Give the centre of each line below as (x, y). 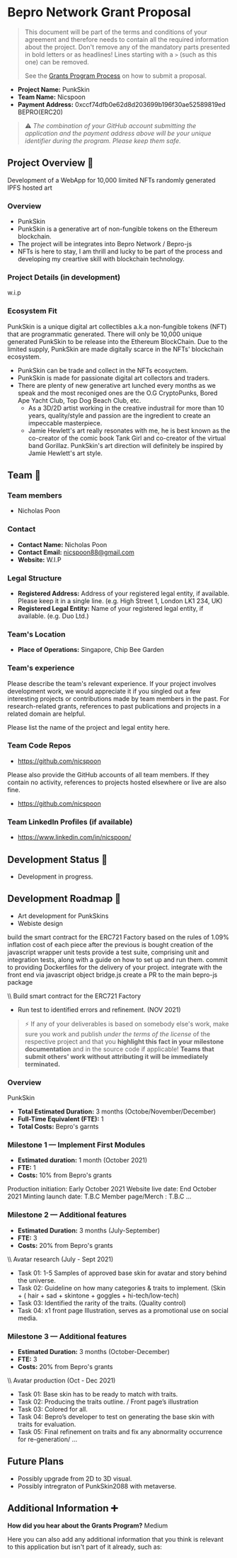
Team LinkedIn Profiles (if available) (70, 822)
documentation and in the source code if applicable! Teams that (119, 1049)
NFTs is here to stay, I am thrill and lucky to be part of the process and (120, 251)
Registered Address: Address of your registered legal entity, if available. (123, 593)
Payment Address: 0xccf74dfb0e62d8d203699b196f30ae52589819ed (122, 104)
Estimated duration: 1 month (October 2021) (82, 1160)
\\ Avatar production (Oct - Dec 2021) (62, 1380)
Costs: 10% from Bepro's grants (64, 1175)
